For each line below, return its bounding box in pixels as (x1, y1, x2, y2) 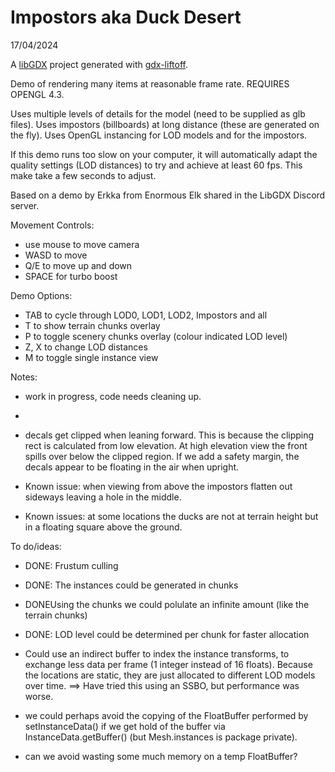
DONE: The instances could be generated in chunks (24, 579, 239, 591)
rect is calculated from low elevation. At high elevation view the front (24, 439, 308, 451)
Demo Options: (10, 289, 73, 301)
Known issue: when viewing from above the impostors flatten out (24, 480, 293, 492)
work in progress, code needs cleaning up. (24, 390, 202, 402)
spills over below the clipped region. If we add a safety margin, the (24, 450, 300, 462)
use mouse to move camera (24, 238, 140, 250)
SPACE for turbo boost (24, 270, 118, 282)
